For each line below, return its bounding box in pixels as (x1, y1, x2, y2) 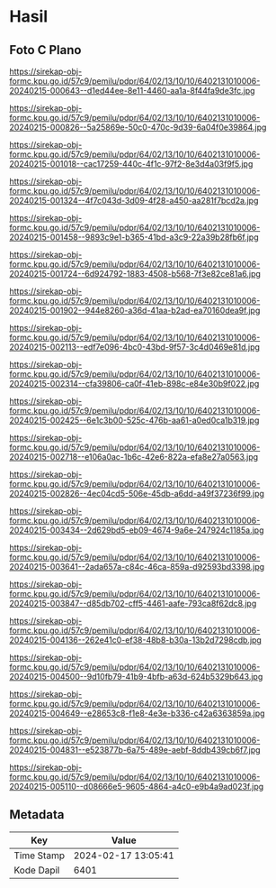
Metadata (9, 807, 65, 822)
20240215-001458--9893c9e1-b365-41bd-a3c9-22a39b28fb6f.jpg (9, 232, 259, 243)
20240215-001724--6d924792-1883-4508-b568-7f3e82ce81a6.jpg (9, 269, 261, 279)
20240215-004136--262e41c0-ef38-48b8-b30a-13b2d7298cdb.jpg (9, 635, 263, 645)
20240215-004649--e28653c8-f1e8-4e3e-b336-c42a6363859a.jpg (9, 708, 265, 719)
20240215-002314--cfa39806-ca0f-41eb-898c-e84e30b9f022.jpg (9, 379, 260, 389)
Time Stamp (13, 849, 66, 862)
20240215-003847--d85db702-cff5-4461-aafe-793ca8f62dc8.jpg (9, 598, 257, 609)
